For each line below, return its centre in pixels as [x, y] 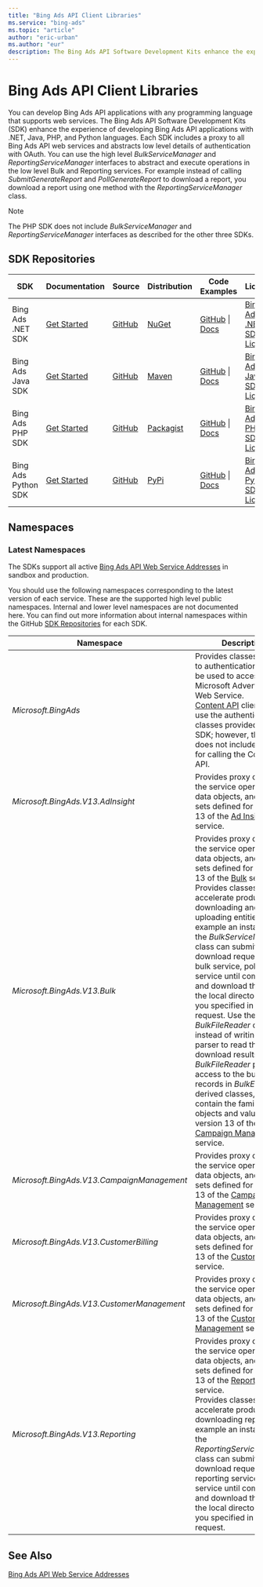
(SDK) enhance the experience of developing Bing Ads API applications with [131, 129]
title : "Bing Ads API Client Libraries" [75, 15]
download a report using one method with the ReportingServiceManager [125, 187]
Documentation [76, 286]
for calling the [220, 754]
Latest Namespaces [47, 550]
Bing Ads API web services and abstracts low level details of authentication [130, 145]
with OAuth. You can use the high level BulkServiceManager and [112, 154]
